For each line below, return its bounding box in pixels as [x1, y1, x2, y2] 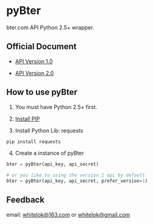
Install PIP [15, 115, 41, 122]
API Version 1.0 [15, 57, 53, 65]
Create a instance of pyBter [15, 150, 84, 157]
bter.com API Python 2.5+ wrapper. [6, 24, 95, 31]
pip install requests [6, 138, 61, 145]
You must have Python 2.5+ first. [15, 103, 98, 110]
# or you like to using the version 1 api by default [6, 172, 146, 178]
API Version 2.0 [15, 69, 54, 77]
